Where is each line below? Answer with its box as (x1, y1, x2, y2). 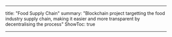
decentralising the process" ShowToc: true (5, 21, 96, 27)
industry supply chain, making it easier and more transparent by (5, 16, 140, 22)
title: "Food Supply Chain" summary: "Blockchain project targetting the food (5, 10, 165, 16)
